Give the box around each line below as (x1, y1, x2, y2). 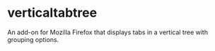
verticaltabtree (7, 5, 98, 21)
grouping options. (7, 35, 59, 43)
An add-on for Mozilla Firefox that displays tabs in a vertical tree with (7, 28, 209, 36)
